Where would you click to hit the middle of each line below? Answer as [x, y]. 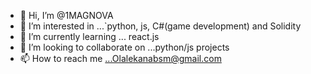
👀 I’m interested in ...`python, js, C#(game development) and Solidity [160, 26]
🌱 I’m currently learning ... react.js [89, 36]
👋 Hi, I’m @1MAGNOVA [66, 15]
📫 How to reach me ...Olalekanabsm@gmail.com [120, 58]
